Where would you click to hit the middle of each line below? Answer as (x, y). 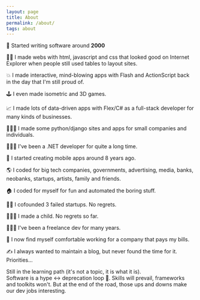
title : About (22, 17)
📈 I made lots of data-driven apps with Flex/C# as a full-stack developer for (100, 108)
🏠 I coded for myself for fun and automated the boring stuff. (81, 191)
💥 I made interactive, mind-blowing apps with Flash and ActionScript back (98, 75)
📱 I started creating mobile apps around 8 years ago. (71, 158)
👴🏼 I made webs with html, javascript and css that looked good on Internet (98, 57)
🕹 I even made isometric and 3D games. (56, 94)
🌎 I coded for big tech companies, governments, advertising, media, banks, (100, 170)
